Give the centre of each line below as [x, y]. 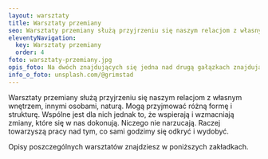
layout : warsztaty [39, 16]
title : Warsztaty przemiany [55, 23]
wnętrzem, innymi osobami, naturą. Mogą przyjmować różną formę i [120, 106]
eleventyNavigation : [43, 38]
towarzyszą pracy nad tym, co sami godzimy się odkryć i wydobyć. [119, 131]
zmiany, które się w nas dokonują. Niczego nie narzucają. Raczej [114, 122]
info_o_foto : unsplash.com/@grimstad [71, 75]
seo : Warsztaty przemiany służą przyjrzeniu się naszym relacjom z [123, 30]
